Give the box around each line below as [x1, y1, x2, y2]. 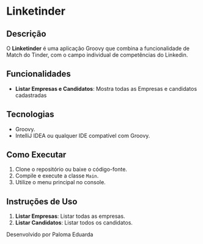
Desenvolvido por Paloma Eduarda [6, 231, 94, 239]
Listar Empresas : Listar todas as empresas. [15, 212, 125, 220]
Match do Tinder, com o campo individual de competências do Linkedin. [6, 51, 188, 59]
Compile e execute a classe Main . [15, 172, 99, 179]
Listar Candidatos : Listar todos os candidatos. [15, 219, 133, 226]
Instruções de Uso [6, 196, 78, 207]
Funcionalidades [6, 69, 72, 79]
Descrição [6, 29, 46, 39]
